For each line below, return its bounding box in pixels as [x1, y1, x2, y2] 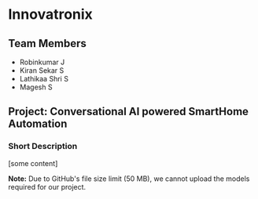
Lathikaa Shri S [19, 74, 69, 83]
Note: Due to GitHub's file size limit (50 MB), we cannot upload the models [8, 174, 250, 183]
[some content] [8, 158, 58, 168]
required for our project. [8, 182, 87, 191]
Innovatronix [8, 5, 93, 24]
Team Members [8, 37, 87, 50]
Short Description [8, 141, 78, 152]
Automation [8, 118, 68, 131]
